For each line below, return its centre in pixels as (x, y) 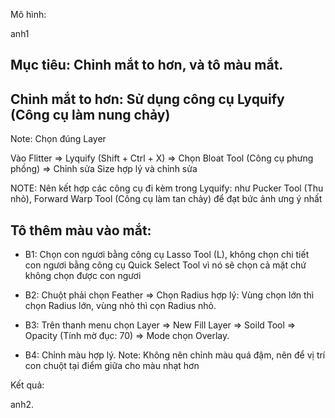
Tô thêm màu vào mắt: (81, 230)
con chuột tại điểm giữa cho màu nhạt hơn (112, 366)
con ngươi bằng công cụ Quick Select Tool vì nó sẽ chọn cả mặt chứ (165, 265)
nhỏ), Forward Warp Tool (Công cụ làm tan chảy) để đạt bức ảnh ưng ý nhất (166, 199)
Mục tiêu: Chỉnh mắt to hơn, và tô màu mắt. (147, 65)
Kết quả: (27, 385)
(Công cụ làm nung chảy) (90, 114)
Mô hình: (28, 14)
